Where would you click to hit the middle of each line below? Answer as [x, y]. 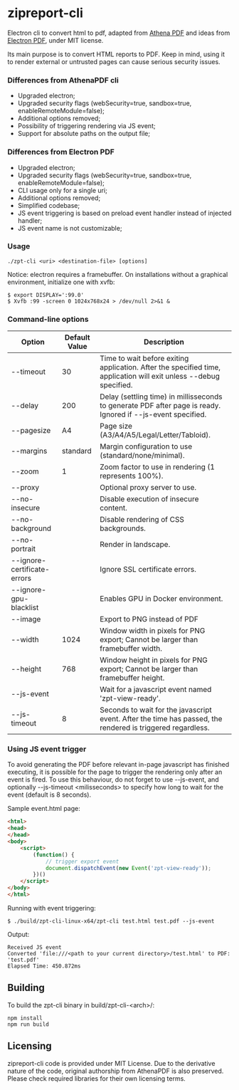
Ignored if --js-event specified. [153, 414]
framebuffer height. [132, 678]
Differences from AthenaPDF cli [63, 80]
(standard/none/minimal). [142, 456]
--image [26, 619]
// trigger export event [82, 861]
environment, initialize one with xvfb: [61, 282]
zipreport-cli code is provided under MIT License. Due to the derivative [111, 1063]
